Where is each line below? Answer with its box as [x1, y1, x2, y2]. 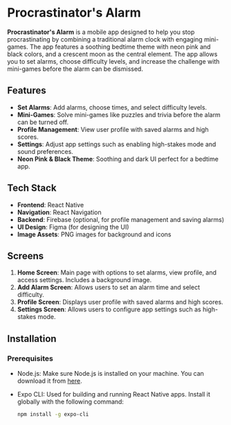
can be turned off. [17, 118, 69, 126]
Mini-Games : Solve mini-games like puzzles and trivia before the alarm [17, 110, 221, 119]
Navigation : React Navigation [17, 208, 102, 216]
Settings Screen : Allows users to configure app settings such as [17, 305, 202, 313]
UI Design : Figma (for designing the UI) [17, 223, 129, 231]
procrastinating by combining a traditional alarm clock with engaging [7, 35, 203, 43]
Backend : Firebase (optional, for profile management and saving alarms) [17, 215, 225, 223]
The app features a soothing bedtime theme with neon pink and [30, 42, 211, 51]
